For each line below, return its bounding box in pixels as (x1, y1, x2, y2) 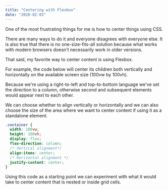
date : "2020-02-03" (5, 12, 46, 17)
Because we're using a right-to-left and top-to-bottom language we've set (5, 81, 160, 87)
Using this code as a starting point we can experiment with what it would (5, 174, 156, 180)
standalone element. (5, 112, 48, 119)
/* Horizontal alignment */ (10, 155, 69, 160)
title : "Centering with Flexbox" (5, 7, 76, 13)
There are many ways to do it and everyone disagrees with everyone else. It (5, 36, 163, 42)
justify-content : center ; (10, 160, 65, 165)
